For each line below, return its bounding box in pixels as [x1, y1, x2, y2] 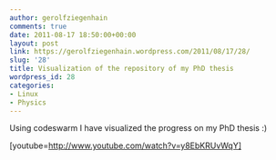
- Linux [9, 89, 39, 98]
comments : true [9, 22, 67, 31]
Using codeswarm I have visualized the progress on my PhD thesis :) [9, 123, 268, 134]
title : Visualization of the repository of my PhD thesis [9, 65, 234, 74]
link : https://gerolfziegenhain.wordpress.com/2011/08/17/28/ [9, 47, 250, 56]
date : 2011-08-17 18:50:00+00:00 [9, 30, 137, 39]
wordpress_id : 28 [9, 73, 76, 82]
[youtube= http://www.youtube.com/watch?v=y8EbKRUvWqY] [9, 140, 242, 151]
